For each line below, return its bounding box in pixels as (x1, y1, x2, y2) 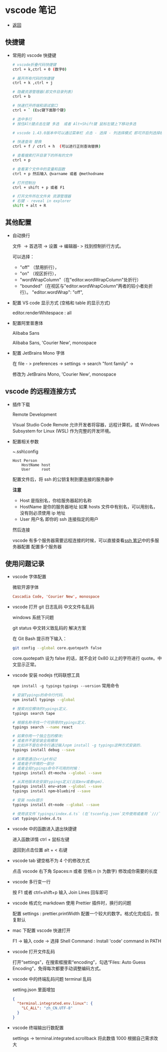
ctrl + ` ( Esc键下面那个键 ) (12, 108, 66, 113)
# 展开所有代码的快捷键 (12, 76, 55, 81)
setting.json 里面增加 (12, 986, 56, 993)
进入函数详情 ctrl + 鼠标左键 (12, 836, 70, 842)
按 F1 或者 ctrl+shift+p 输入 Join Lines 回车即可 (12, 889, 108, 895)
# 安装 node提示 (12, 798, 43, 803)
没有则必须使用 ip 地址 (19, 510, 66, 516)
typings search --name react (12, 724, 73, 730)
